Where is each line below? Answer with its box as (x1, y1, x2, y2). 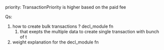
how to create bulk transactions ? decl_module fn (12, 23, 113, 29)
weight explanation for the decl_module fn (12, 39, 99, 45)
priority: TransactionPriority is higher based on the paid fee (5, 4, 126, 10)
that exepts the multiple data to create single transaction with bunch (19, 29, 160, 34)
